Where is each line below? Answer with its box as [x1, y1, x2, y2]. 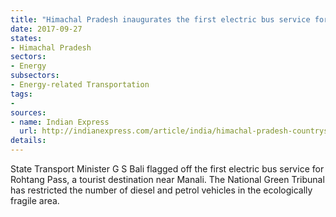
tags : [10, 89, 33, 99]
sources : [10, 107, 47, 118]
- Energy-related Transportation [10, 80, 150, 90]
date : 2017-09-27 [10, 24, 83, 34]
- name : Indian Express [10, 117, 110, 127]
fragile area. [10, 195, 60, 206]
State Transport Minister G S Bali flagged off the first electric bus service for [10, 163, 325, 175]
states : [10, 33, 43, 43]
